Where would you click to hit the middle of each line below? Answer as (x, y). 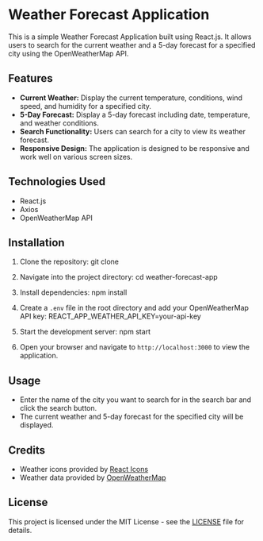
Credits (27, 450)
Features (30, 78)
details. (20, 530)
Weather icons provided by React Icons (84, 469)
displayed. (36, 425)
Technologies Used (57, 182)
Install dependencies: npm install (73, 292)
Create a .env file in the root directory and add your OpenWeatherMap (134, 308)
